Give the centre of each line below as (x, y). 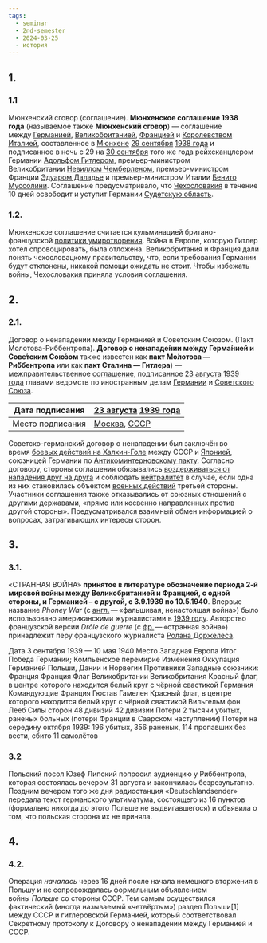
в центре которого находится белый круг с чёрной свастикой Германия (131, 685)
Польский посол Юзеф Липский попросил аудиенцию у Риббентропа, (128, 774)
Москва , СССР (122, 424)
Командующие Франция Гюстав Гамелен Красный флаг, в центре (120, 693)
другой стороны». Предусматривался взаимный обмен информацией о (130, 511)
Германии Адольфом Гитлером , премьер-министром (99, 160)
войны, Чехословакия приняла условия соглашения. (98, 274)
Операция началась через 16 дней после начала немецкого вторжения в (133, 882)
